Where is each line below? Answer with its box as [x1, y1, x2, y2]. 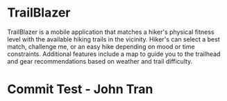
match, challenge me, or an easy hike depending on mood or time [7, 42, 196, 50]
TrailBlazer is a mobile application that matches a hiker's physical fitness [7, 28, 215, 36]
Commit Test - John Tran [7, 82, 153, 98]
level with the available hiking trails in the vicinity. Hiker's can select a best [7, 35, 220, 43]
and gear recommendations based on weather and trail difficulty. [7, 57, 193, 65]
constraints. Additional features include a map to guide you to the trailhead [7, 50, 221, 58]
